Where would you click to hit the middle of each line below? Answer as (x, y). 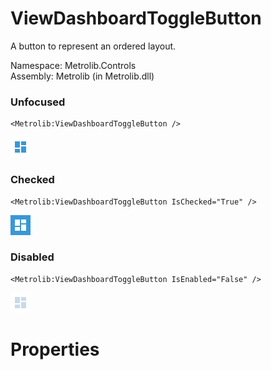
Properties (55, 349)
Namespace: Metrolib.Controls (73, 65)
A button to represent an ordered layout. (93, 46)
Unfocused (38, 102)
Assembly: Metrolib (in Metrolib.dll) (82, 76)
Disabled (32, 257)
